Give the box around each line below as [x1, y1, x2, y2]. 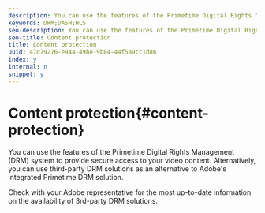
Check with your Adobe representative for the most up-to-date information [8, 187, 252, 197]
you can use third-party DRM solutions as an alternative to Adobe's [8, 163, 227, 174]
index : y [8, 56, 37, 64]
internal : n [8, 63, 47, 71]
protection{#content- [65, 104, 209, 122]
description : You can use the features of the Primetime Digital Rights [8, 11, 252, 20]
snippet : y [8, 70, 44, 78]
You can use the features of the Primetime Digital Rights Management [8, 147, 235, 156]
